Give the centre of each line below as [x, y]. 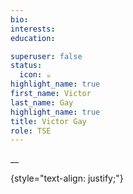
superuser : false [46, 56]
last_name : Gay [42, 102]
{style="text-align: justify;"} [67, 178]
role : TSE [31, 131]
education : [33, 38]
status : [26, 66]
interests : [33, 29]
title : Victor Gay [48, 121]
